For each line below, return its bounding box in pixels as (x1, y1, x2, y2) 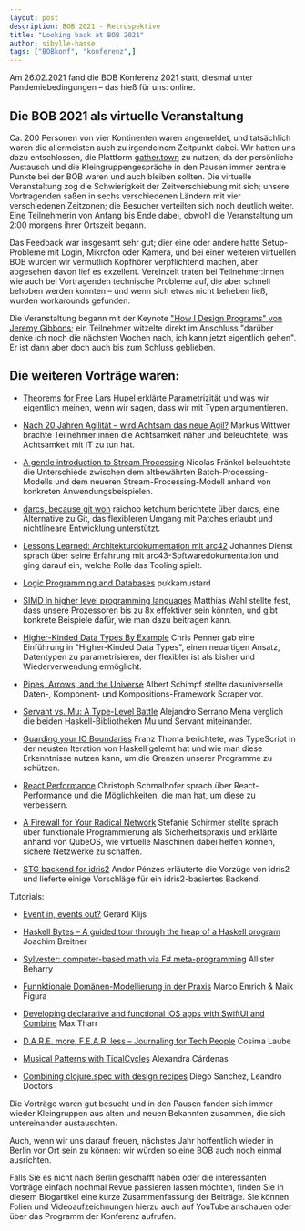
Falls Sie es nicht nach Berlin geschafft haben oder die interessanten (9, 1172, 267, 1183)
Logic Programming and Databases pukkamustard (22, 577, 211, 588)
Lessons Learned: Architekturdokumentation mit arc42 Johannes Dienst (22, 540, 293, 551)
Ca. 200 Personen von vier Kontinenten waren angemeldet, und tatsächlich (9, 132, 291, 143)
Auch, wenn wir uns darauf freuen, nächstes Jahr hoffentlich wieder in (9, 1134, 274, 1145)
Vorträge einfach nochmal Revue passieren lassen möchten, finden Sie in (9, 1181, 284, 1193)
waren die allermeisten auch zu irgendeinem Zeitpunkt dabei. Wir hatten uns (9, 142, 296, 153)
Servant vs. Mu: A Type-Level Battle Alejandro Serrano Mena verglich (22, 706, 284, 717)
